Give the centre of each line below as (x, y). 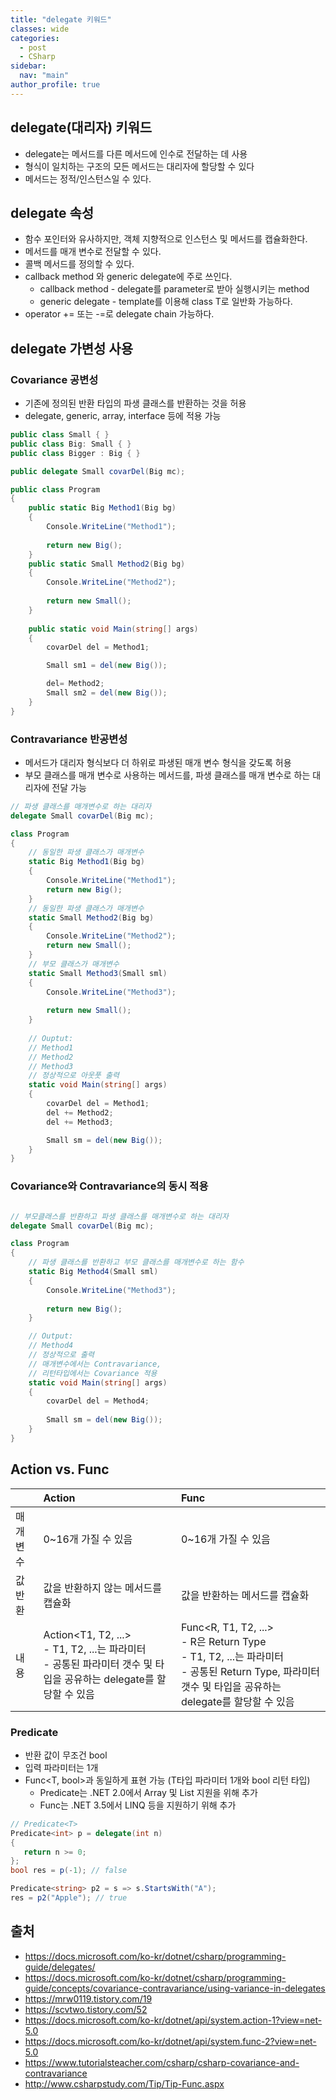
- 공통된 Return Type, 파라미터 (250, 1671)
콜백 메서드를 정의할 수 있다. (79, 264)
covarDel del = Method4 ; (98, 1401)
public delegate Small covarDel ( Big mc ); (98, 471)
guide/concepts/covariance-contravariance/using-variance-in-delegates (175, 1988)
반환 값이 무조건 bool (66, 1755)
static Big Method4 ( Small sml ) (93, 1272)
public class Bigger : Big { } (75, 453)
